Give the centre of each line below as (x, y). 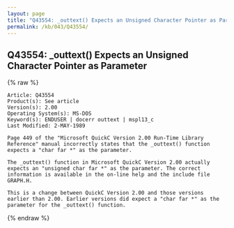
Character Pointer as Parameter (77, 66)
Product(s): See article (43, 102)
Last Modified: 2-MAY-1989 (46, 126)
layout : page (26, 14)
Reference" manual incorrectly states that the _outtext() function (109, 144)
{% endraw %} (29, 218)
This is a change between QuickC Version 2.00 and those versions (106, 193)
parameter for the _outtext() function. (67, 205)
